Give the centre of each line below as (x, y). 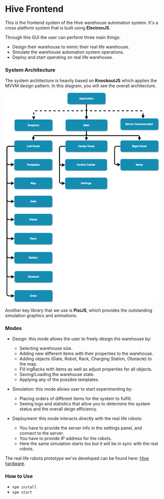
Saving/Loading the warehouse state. (57, 374)
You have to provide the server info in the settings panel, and (81, 428)
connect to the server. (42, 433)
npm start (22, 493)
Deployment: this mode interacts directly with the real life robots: (77, 418)
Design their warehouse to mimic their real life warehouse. (71, 47)
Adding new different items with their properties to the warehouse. (86, 353)
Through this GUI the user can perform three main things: (63, 37)
